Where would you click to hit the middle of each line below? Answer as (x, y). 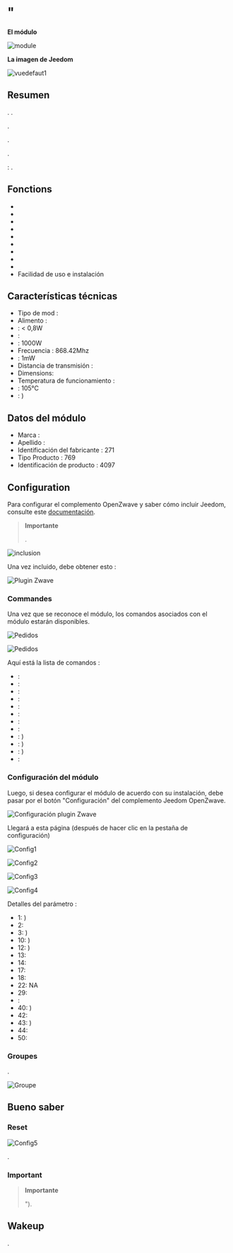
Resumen (29, 95)
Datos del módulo (47, 418)
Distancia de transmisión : (55, 366)
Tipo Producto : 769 (47, 458)
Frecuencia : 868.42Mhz (53, 351)
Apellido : (31, 443)
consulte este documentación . (52, 512)
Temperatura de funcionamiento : (66, 381)
